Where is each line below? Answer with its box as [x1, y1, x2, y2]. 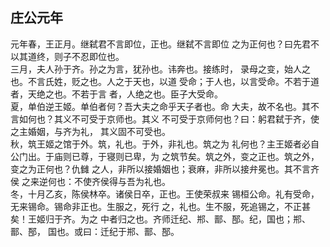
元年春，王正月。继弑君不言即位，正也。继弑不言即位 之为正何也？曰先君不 [10, 38, 320, 50]
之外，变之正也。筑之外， [213, 150, 320, 162]
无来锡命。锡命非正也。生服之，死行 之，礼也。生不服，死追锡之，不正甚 [10, 200, 311, 212]
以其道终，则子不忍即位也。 [10, 50, 125, 62]
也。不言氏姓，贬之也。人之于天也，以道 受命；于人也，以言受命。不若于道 [10, 75, 320, 87]
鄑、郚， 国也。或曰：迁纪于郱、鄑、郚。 [10, 225, 180, 237]
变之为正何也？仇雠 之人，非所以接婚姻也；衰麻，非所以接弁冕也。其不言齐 [10, 163, 320, 175]
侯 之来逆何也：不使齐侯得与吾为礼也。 [10, 175, 171, 187]
